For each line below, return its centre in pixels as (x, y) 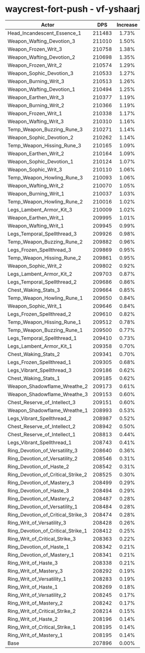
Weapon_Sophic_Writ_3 (35, 169)
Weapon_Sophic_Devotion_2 (41, 137)
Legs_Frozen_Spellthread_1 (40, 362)
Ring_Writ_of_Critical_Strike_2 (42, 611)
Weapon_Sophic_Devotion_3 (41, 73)
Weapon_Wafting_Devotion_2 (41, 57)
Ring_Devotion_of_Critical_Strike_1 (47, 531)
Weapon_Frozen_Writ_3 (35, 49)
